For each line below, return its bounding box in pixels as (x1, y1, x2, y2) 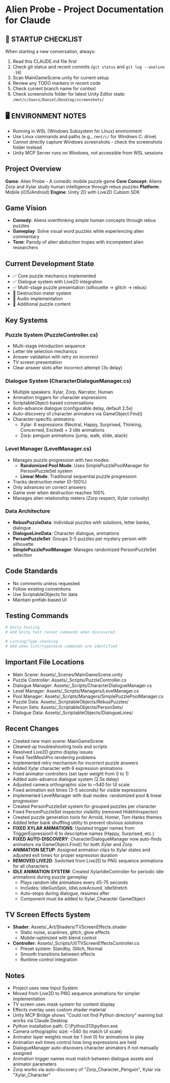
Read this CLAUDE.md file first (12, 58, 77, 64)
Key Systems (5, 316, 48, 324)
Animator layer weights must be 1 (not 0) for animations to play (12, 1034, 144, 1040)
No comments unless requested (12, 580, 80, 586)
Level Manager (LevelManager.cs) (5, 445, 92, 452)
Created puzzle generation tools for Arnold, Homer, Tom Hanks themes (12, 814, 162, 820)
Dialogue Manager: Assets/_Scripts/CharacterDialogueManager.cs (12, 682, 152, 689)
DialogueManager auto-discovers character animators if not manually (12, 1045, 159, 1051)
